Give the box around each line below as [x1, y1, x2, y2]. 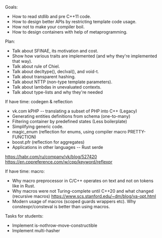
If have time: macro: [5, 168, 45, 174]
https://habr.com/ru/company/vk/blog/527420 [5, 154, 97, 160]
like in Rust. [12, 183, 35, 189]
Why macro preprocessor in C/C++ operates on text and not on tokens [12, 178, 154, 183]
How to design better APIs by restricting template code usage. [12, 19, 137, 24]
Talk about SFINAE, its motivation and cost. [12, 48, 98, 54]
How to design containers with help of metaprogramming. [12, 29, 128, 35]
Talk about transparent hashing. [12, 74, 76, 79]
